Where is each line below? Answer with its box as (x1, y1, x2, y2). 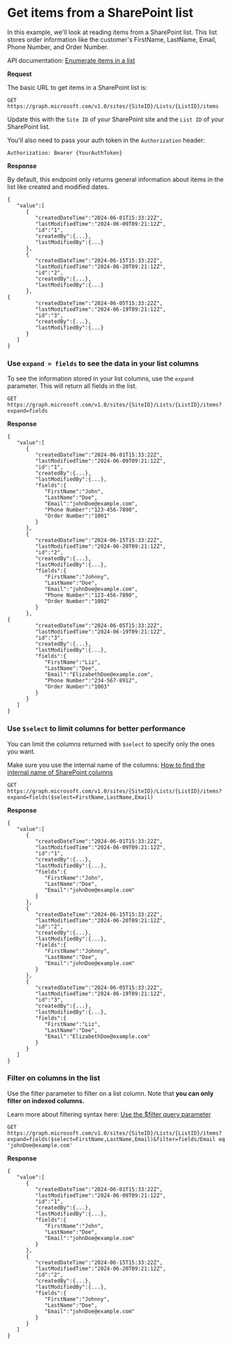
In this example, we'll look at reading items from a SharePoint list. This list (7, 28, 217, 36)
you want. (7, 747, 36, 756)
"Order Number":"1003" (44, 683, 110, 691)
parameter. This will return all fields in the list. (7, 382, 138, 390)
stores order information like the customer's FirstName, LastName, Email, (7, 35, 217, 43)
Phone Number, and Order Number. (7, 43, 109, 51)
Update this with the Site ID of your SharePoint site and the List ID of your (7, 115, 224, 123)
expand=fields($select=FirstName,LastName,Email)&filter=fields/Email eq (7, 1135, 226, 1142)
